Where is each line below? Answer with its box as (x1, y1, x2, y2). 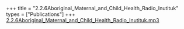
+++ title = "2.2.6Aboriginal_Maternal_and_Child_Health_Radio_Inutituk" (6, 5, 179, 11)
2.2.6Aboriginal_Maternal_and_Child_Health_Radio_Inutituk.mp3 (6, 17, 159, 23)
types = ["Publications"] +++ (6, 11, 76, 18)
